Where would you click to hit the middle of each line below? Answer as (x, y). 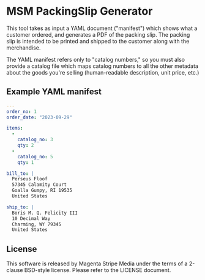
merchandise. (24, 48)
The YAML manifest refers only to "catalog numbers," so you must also (96, 59)
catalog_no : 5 (35, 157)
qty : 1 (26, 162)
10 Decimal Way (31, 218)
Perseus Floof (30, 179)
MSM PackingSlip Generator (80, 11)
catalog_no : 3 (35, 140)
